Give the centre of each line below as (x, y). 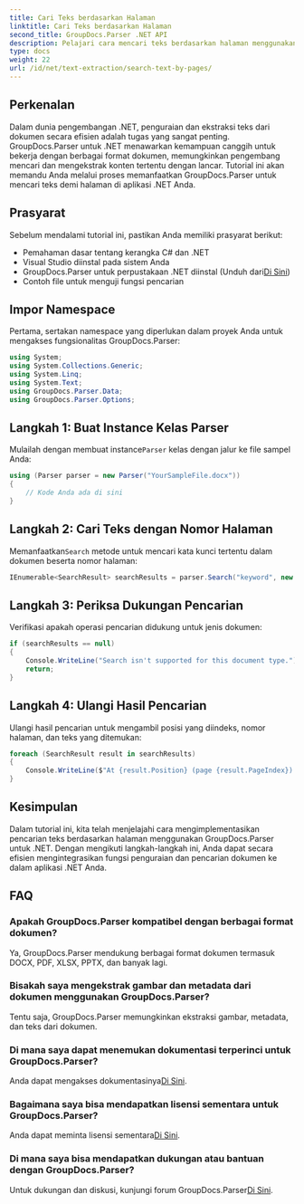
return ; (40, 669)
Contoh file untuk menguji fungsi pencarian (103, 281)
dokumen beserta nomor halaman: (74, 560)
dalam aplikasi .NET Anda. (58, 867)
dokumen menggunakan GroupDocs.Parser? (109, 997)
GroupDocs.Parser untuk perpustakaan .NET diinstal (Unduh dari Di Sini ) (157, 272)
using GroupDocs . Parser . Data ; (66, 391)
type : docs (30, 52)
